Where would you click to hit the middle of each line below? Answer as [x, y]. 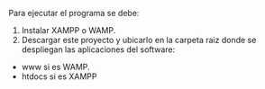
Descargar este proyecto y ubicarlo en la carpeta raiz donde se [139, 40]
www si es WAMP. [56, 67]
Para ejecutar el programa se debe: [74, 13]
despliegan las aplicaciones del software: [98, 49]
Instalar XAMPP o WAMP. [69, 30]
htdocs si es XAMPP [59, 76]
